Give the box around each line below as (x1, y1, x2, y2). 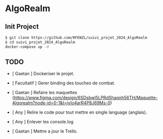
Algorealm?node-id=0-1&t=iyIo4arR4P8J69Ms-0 (12, 100, 111, 106)
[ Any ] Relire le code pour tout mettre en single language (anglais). (12, 109, 147, 115)
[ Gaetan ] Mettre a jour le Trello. (12, 128, 78, 134)
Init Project (5, 22, 39, 31)
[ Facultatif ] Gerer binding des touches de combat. (12, 80, 116, 86)
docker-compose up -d (5, 44, 49, 49)
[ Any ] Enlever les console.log (12, 119, 74, 125)
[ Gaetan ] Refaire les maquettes (12, 90, 77, 96)
